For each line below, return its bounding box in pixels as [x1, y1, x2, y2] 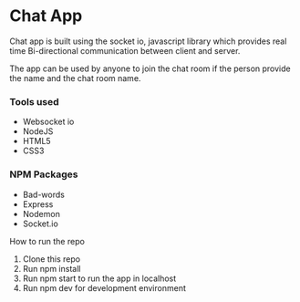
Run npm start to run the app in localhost [22, 273, 177, 284]
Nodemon [22, 208, 61, 219]
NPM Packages [9, 168, 78, 181]
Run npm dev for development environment [22, 282, 187, 293]
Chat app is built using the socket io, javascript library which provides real [9, 36, 287, 47]
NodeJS [22, 126, 54, 137]
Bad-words [22, 189, 66, 200]
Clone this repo [22, 253, 80, 265]
